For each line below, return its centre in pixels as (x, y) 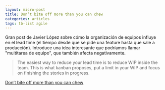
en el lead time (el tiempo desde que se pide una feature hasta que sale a (80, 43)
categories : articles (27, 19)
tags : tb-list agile (27, 23)
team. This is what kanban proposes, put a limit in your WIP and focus (88, 68)
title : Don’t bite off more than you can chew (54, 14)
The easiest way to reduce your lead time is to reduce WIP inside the (87, 62)
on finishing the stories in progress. (54, 73)
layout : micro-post (25, 10)
